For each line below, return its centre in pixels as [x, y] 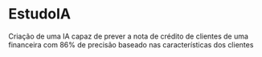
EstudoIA [39, 14]
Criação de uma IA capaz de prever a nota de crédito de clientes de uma [129, 36]
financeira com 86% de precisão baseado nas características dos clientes [131, 44]
